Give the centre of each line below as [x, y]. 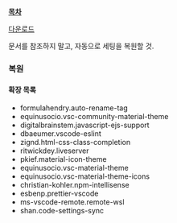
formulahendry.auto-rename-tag [74, 108]
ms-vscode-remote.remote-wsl [72, 202]
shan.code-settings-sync [62, 211]
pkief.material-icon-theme [63, 159]
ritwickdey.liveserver [54, 151]
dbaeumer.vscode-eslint [61, 134]
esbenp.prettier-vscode [59, 194]
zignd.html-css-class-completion [75, 142]
